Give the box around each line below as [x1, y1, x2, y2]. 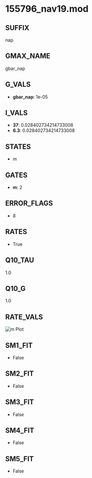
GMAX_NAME [5, 52, 51, 60]
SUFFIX [5, 24, 29, 32]
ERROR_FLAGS [5, 199, 53, 208]
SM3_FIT [5, 398, 34, 406]
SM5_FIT [5, 454, 34, 463]
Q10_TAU [5, 256, 35, 265]
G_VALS [5, 80, 31, 89]
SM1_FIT [5, 341, 33, 350]
